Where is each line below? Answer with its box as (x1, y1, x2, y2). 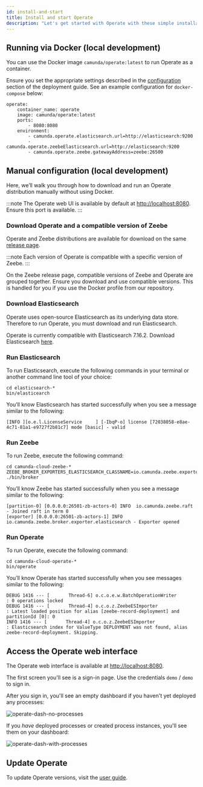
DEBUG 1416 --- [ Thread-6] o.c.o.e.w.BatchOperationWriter (6, 593, 177, 599)
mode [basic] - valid (71, 424, 126, 430)
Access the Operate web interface (6, 646, 138, 656)
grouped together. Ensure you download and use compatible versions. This (6, 278, 193, 285)
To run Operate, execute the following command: (6, 546, 128, 554)
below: (27, 90, 43, 97)
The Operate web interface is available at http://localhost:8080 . (6, 662, 164, 669)
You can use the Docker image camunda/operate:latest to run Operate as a (6, 59, 193, 66)
